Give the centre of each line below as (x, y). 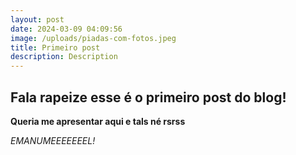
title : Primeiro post (55, 47)
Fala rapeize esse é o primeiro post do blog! (148, 97)
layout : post (37, 19)
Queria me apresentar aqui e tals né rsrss (98, 121)
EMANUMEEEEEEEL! (53, 140)
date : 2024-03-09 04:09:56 (66, 29)
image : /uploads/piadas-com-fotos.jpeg (93, 38)
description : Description (64, 57)
